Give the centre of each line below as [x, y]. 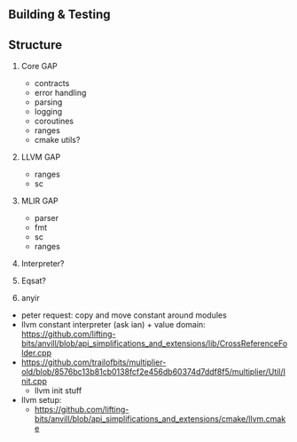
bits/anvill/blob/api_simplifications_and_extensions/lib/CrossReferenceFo [154, 343]
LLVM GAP [41, 157]
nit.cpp [34, 382]
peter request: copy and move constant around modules [124, 315]
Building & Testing [60, 15]
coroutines [54, 121]
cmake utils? [57, 140]
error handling [60, 93]
